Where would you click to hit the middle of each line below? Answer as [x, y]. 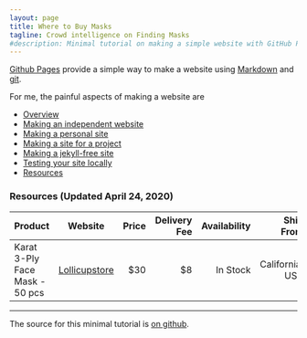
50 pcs [29, 292]
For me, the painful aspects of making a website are [107, 97]
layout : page [34, 18]
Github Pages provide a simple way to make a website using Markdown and [152, 69]
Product [32, 226]
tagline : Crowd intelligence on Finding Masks [100, 35]
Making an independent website [83, 124]
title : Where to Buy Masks [61, 26]
